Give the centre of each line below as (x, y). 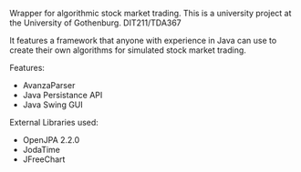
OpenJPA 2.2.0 (51, 140)
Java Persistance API (62, 95)
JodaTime (42, 150)
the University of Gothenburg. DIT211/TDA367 (96, 23)
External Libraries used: (54, 122)
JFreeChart (44, 159)
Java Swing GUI (53, 105)
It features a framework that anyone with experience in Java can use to (143, 40)
